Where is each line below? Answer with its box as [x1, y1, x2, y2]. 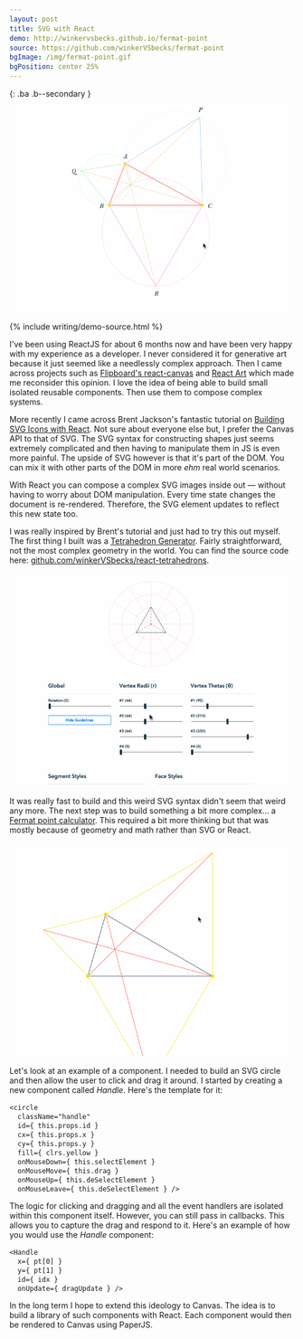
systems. [9, 396, 43, 407]
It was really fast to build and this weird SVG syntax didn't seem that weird [9, 796, 287, 806]
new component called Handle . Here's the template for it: [9, 1085, 223, 1095]
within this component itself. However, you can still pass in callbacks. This [9, 1211, 285, 1220]
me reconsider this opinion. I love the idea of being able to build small [9, 377, 269, 388]
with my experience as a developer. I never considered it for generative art [9, 348, 288, 359]
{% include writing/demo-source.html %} [9, 321, 164, 332]
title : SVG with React [9, 24, 95, 33]
